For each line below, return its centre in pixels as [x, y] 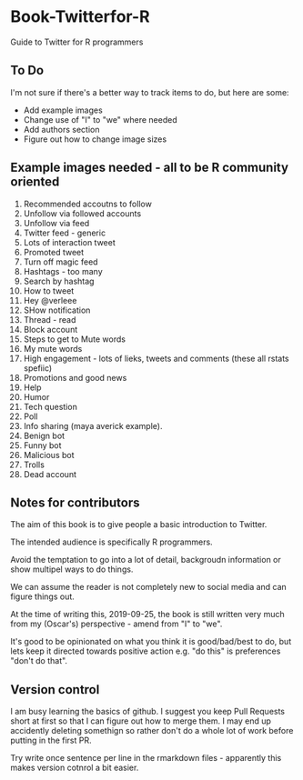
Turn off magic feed [61, 262]
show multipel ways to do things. [72, 569]
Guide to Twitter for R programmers [77, 42]
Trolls [34, 465]
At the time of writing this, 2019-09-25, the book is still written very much [147, 615]
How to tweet [49, 290]
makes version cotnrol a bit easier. [75, 768]
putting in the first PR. [51, 740]
